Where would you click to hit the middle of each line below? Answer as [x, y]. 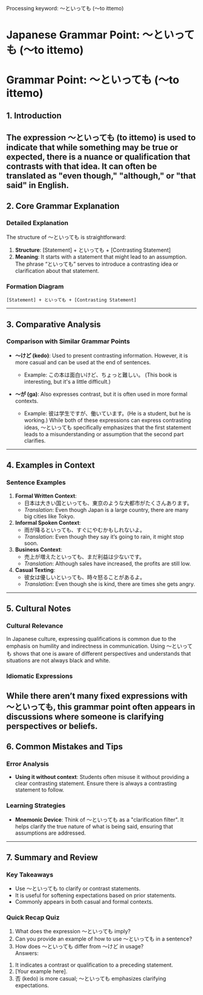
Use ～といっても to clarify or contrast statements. [78, 888]
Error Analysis [28, 764]
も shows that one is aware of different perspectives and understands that [99, 654]
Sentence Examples [36, 482]
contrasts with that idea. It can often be [82, 167]
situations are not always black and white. [58, 660]
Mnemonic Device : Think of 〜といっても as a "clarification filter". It [99, 819]
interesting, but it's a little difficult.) [67, 381]
